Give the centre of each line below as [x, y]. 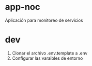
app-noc [23, 7]
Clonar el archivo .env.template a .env [50, 53]
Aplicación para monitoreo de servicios [44, 20]
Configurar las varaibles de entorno [47, 58]
